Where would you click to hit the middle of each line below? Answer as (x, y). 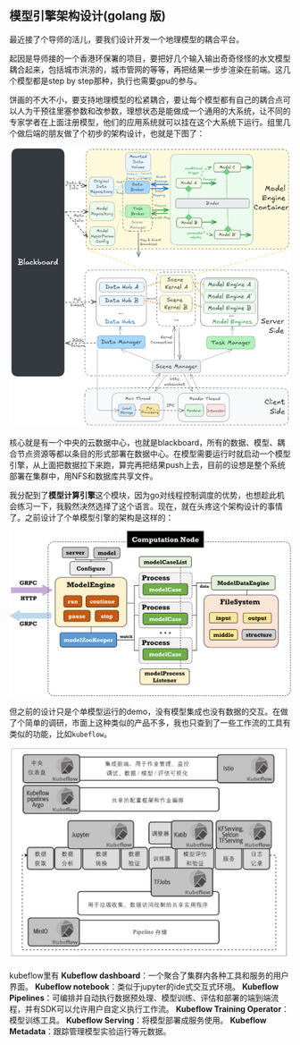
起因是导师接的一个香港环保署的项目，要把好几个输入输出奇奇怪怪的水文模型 (150, 58)
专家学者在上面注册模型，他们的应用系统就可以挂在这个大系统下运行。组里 (146, 122)
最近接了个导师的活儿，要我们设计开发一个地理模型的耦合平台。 (126, 39)
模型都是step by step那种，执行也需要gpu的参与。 (109, 81)
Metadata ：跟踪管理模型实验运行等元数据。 (90, 1032)
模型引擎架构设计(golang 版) (88, 16)
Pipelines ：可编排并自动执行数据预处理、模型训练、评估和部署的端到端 (140, 998)
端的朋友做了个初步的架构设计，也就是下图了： (119, 133)
